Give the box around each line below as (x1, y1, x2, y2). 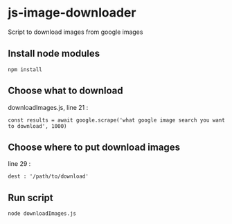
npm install (8, 66, 42, 73)
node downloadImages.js (8, 210, 77, 217)
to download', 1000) (8, 122, 68, 129)
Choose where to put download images (8, 141, 181, 153)
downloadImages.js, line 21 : (8, 103, 89, 111)
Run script (8, 192, 54, 203)
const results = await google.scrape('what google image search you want (8, 116, 226, 124)
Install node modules (8, 48, 100, 59)
